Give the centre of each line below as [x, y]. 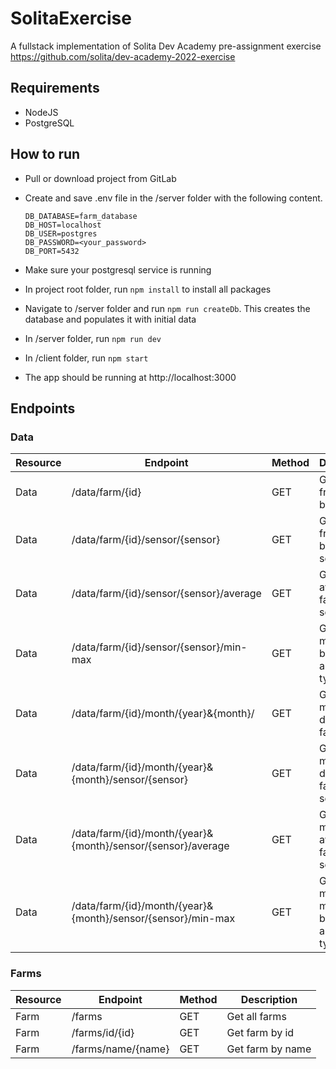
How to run [45, 154]
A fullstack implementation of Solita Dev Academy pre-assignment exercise [166, 46]
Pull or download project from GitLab [100, 178]
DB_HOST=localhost [63, 225]
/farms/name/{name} [120, 1049]
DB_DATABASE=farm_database [81, 216]
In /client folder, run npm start [86, 358]
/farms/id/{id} [103, 1032]
